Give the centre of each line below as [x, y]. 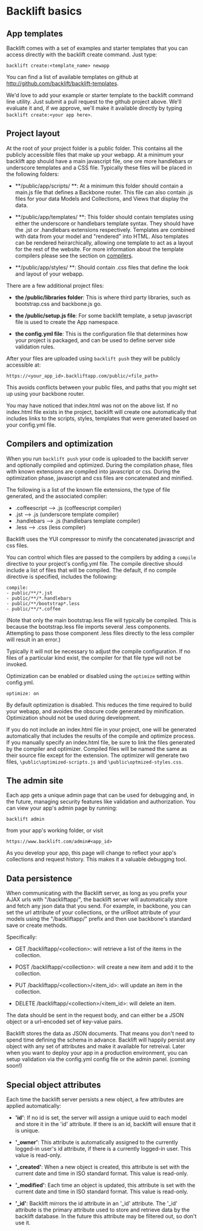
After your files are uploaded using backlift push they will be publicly [93, 358]
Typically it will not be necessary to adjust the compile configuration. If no [98, 651]
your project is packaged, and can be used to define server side [95, 340]
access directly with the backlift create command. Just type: [82, 55]
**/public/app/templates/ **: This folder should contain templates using [104, 217]
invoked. [17, 664]
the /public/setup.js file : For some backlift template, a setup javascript [104, 315]
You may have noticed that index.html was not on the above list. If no [92, 405]
